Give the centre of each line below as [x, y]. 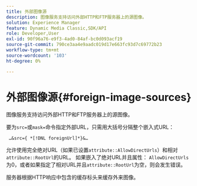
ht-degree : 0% [24, 61]
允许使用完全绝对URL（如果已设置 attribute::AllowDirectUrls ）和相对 [92, 150]
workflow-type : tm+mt [33, 50]
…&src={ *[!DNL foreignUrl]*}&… [48, 138]
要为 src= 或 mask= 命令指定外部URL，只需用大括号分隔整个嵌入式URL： [90, 127]
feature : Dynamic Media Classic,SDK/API [57, 28]
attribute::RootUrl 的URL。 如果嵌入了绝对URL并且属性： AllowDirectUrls [97, 158]
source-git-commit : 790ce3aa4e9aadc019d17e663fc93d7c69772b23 [84, 45]
